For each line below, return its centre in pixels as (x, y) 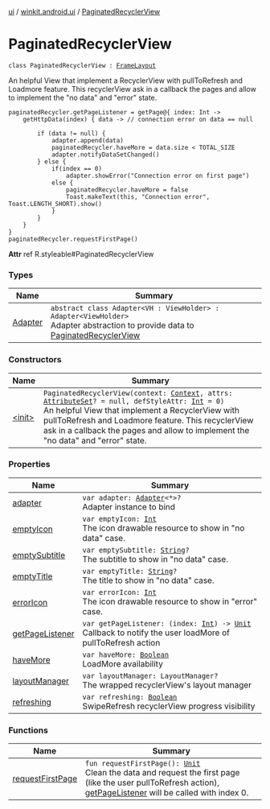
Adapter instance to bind (129, 506)
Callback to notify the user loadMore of (156, 633)
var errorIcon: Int (119, 592)
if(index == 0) (77, 168)
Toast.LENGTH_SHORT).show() (55, 204)
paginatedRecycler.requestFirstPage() (73, 239)
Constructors (35, 360)
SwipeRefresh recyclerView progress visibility (169, 706)
